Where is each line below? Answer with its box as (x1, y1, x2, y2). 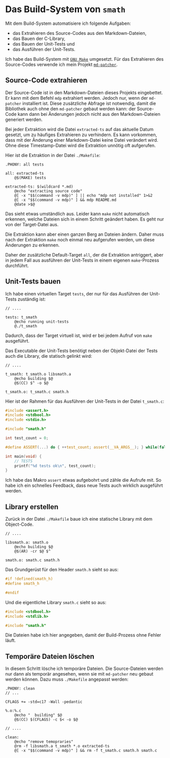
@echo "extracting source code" (14, 188, 82, 193)
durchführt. (5, 262, 29, 269)
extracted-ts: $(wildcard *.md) (5, 184, 73, 189)
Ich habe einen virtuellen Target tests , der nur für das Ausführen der (5, 290, 149, 297)
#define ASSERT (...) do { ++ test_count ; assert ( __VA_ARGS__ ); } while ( (5, 444, 159, 450)
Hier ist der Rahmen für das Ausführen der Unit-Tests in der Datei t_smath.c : (5, 398, 164, 404)
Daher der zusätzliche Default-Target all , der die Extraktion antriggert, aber (5, 251, 163, 258)
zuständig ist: (17, 296, 46, 302)
